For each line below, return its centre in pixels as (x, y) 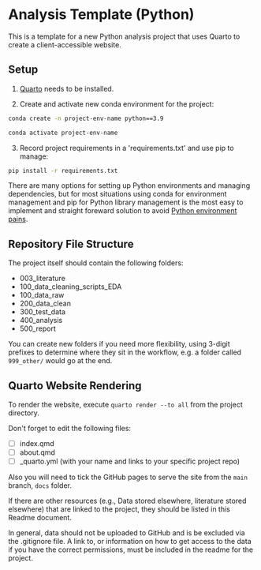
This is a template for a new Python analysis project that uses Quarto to (124, 36)
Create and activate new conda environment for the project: (117, 103)
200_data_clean (45, 304)
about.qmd (37, 452)
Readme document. (40, 518)
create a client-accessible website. (65, 44)
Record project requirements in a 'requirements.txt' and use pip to (127, 148)
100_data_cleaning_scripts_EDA (71, 287)
